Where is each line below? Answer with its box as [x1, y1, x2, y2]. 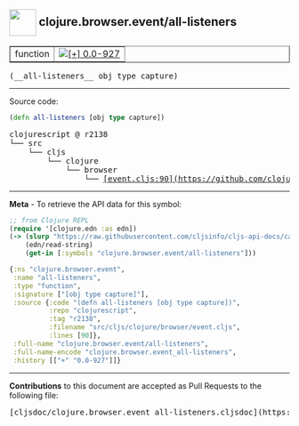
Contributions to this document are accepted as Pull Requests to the [9, 380, 263, 391]
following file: [9, 390, 59, 400]
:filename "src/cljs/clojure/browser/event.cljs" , [48, 323, 241, 332]
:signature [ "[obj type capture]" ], [12, 290, 149, 299]
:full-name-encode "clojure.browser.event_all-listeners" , [12, 348, 238, 357]
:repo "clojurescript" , [48, 306, 138, 316]
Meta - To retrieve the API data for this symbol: [9, 198, 182, 209]
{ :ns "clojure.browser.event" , [9, 265, 125, 274]
